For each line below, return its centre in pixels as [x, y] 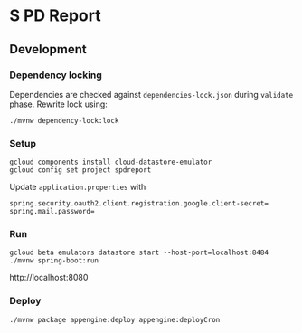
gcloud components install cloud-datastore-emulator [111, 162]
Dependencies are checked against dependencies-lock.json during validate [151, 94]
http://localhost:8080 [49, 278]
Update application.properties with [78, 187]
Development [48, 49]
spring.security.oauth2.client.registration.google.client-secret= [139, 204]
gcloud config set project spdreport [80, 170]
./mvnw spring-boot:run [54, 261]
